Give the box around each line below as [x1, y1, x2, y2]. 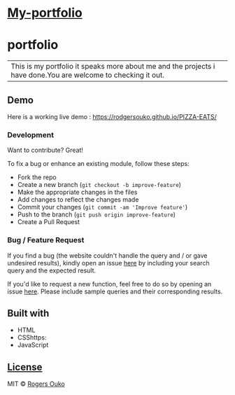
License [7, 361, 43, 373]
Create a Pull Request [17, 218, 80, 226]
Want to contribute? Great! [7, 146, 84, 155]
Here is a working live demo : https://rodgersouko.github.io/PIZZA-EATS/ [7, 112, 217, 120]
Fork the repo [17, 173, 57, 181]
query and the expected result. [7, 266, 97, 275]
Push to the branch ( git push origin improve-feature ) [17, 210, 176, 219]
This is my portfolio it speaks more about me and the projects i [10, 62, 215, 71]
